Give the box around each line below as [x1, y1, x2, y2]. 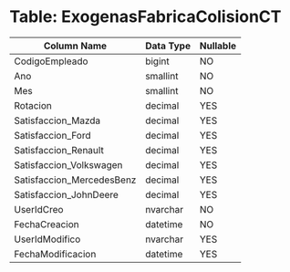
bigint [145, 55, 171, 68]
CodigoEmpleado [14, 55, 88, 68]
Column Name [43, 39, 108, 52]
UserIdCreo [14, 203, 64, 215]
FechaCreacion [14, 217, 79, 230]
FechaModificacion [14, 247, 97, 260]
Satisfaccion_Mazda [14, 114, 101, 127]
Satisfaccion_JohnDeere [14, 188, 119, 201]
